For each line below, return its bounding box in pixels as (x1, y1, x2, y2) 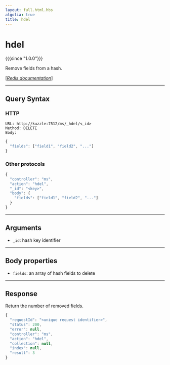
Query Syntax (5, 94, 50, 103)
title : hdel (5, 17, 30, 22)
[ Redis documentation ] (5, 75, 53, 81)
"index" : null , (10, 346, 42, 351)
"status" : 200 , (10, 322, 42, 327)
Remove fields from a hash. (5, 65, 62, 71)
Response (5, 289, 38, 298)
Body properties (5, 257, 58, 265)
